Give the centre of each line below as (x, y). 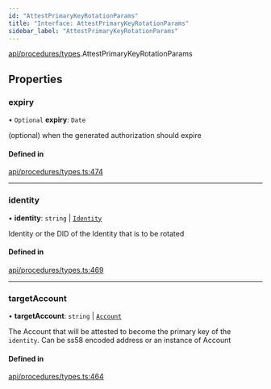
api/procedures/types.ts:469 (56, 270)
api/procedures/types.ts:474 (56, 172)
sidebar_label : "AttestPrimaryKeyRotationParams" (94, 31)
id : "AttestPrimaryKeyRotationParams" (73, 16)
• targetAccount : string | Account (65, 316)
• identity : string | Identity (55, 218)
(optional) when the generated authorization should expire (105, 136)
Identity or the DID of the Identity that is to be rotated (96, 233)
